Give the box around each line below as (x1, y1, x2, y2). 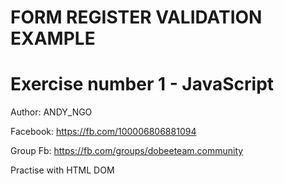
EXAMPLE (10, 27, 96, 50)
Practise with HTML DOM (10, 164, 115, 176)
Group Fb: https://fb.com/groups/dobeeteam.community (10, 145, 244, 157)
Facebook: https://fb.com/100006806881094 (10, 126, 197, 138)
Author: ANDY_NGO (10, 106, 93, 118)
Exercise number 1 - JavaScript (10, 73, 275, 96)
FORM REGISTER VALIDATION (10, 6, 263, 29)
